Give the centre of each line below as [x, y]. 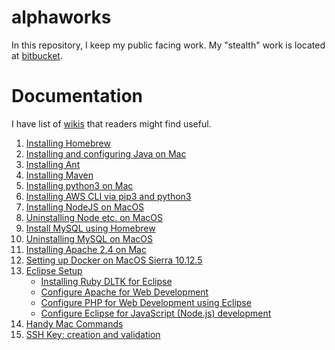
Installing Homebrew [68, 143]
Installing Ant [53, 164]
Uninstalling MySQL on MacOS [89, 238]
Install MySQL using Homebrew [90, 228]
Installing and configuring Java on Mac [106, 153]
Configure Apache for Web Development [124, 292]
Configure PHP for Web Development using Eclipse [146, 302]
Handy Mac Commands [74, 323]
